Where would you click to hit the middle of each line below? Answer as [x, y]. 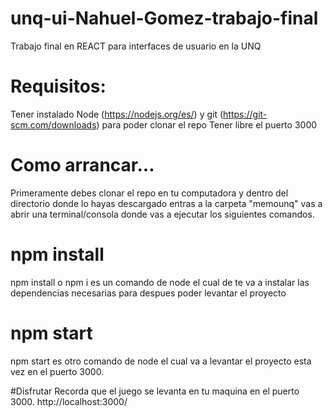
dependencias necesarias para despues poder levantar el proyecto [148, 293]
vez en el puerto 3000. [57, 371]
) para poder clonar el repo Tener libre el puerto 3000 [207, 124]
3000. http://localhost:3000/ [69, 401]
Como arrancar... [82, 165]
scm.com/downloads [53, 124]
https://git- [245, 114]
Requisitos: [58, 86]
